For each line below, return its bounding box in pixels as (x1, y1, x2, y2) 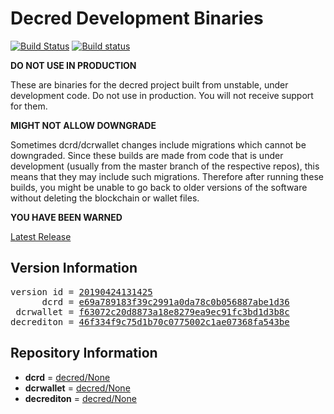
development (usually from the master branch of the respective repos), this (10, 160, 320, 172)
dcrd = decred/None (24, 371, 111, 383)
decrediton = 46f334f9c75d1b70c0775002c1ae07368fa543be (10, 316, 290, 327)
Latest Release (10, 230, 72, 242)
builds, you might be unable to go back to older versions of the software (10, 181, 308, 193)
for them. (10, 100, 48, 112)
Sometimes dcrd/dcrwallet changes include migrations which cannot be (10, 138, 307, 151)
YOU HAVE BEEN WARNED (10, 211, 123, 223)
